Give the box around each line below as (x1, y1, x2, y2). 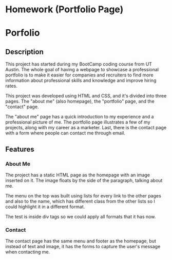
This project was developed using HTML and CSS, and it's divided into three (5, 93, 167, 99)
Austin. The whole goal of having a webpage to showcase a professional (5, 67, 159, 73)
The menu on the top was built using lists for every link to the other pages (5, 192, 162, 198)
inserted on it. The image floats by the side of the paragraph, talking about (5, 177, 163, 183)
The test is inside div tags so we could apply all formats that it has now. (5, 213, 156, 219)
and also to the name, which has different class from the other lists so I (5, 198, 155, 204)
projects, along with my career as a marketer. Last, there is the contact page (5, 125, 167, 131)
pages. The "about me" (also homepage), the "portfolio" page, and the (5, 98, 155, 105)
